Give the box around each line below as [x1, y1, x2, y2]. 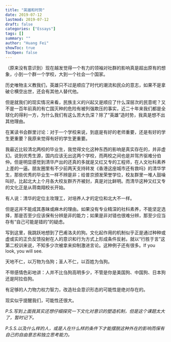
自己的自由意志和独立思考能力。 [5, 331, 72, 337]
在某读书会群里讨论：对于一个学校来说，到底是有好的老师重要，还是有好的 [5, 129, 161, 135]
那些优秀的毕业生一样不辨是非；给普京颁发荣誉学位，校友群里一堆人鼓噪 [14, 172, 166, 178]
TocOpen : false [5, 50, 38, 55]
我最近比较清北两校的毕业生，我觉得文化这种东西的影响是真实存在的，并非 [5, 146, 161, 152]
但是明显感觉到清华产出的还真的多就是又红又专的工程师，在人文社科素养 [14, 159, 166, 165]
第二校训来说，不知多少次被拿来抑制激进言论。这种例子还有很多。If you [5, 242, 156, 248]
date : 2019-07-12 [5, 12, 42, 17]
